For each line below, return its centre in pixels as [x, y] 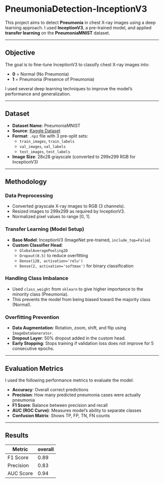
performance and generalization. [38, 94]
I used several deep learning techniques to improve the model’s [69, 88]
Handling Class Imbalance [37, 278]
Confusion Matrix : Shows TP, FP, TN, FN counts [61, 415]
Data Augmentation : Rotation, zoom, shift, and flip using [69, 328]
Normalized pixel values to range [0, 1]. [51, 217]
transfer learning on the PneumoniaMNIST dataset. [58, 33]
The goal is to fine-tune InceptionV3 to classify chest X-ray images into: [77, 64]
